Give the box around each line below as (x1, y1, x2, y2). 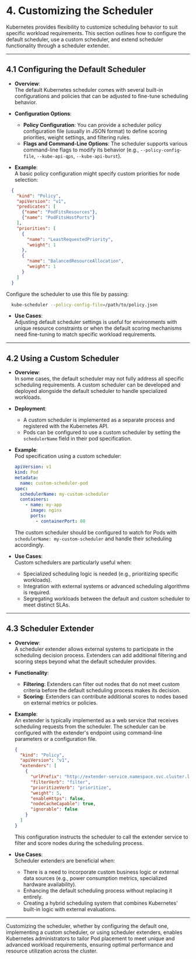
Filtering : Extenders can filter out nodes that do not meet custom (23, 680, 180, 688)
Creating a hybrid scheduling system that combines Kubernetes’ (23, 899, 178, 906)
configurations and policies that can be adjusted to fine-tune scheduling (14, 92, 188, 99)
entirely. (23, 893, 43, 900)
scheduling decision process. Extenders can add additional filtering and (14, 651, 187, 658)
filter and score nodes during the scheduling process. (14, 839, 144, 846)
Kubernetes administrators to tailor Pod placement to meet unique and (6, 934, 175, 942)
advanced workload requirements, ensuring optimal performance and (6, 941, 173, 948)
